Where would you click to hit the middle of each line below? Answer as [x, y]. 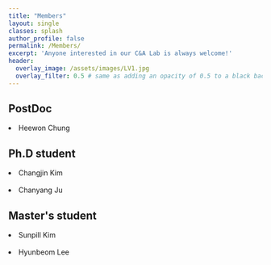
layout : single [34, 23]
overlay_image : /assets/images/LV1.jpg [83, 69]
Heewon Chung [44, 128]
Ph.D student [42, 153]
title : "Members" [38, 16]
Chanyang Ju [41, 190]
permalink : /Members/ [45, 46]
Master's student [52, 215]
